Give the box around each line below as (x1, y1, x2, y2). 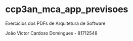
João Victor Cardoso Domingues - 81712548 (5, 30, 98, 36)
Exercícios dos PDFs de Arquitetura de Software (5, 20, 106, 26)
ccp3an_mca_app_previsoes (5, 4, 128, 15)
